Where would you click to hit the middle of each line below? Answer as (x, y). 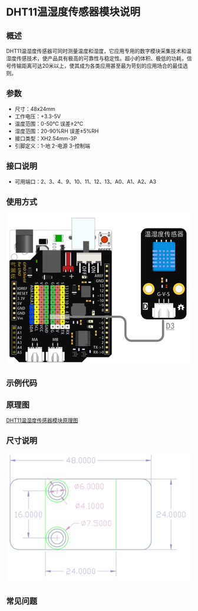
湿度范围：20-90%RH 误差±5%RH (57, 131)
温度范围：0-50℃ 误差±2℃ (49, 123)
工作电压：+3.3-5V (37, 116)
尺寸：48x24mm (35, 109)
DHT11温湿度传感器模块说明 (73, 12)
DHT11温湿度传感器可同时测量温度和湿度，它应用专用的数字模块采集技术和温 (99, 51)
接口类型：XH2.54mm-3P (46, 138)
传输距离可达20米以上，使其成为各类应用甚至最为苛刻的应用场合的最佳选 (100, 66)
